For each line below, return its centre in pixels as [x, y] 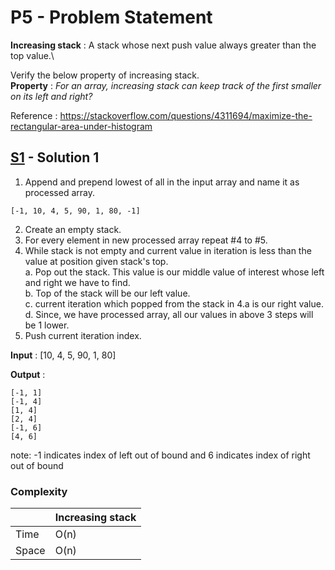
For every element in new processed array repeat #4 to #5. [146, 240]
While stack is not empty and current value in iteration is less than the [168, 250]
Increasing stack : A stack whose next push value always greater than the [163, 45]
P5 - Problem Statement [111, 17]
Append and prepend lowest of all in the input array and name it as [162, 182]
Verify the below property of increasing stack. [105, 75]
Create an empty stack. [73, 229]
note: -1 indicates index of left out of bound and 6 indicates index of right [160, 455]
